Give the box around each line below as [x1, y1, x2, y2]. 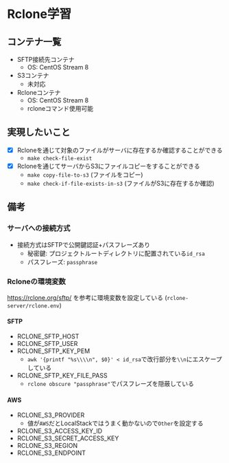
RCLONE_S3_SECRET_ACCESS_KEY [16, 434, 119, 442]
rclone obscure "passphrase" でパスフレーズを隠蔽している [27, 380, 194, 388]
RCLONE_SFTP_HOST [16, 332, 80, 341]
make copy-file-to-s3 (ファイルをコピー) [27, 170, 143, 179]
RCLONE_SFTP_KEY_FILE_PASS [16, 372, 108, 380]
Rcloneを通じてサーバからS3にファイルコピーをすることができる [16, 162, 200, 170]
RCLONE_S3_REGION [16, 442, 77, 450]
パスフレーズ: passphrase [27, 257, 98, 266]
